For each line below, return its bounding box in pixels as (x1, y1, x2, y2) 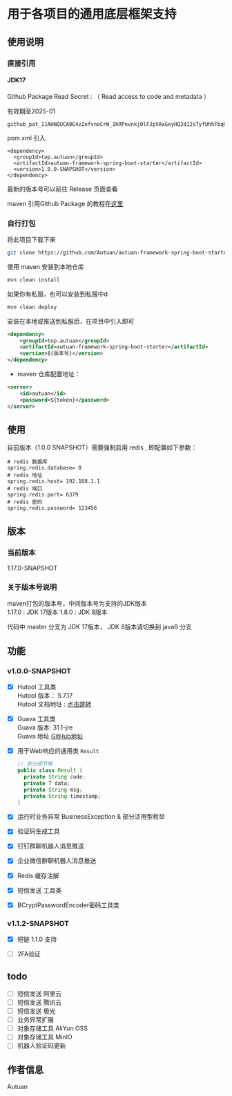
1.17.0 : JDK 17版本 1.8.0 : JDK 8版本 (7, 608, 108, 616)
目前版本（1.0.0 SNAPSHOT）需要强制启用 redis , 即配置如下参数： (7, 443, 197, 452)
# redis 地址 (7, 472, 43, 479)
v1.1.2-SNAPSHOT (7, 918, 70, 928)
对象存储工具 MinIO (17, 1033, 72, 1041)
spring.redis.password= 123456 (7, 505, 97, 512)
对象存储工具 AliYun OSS (17, 1024, 88, 1032)
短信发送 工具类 (17, 886, 62, 894)
